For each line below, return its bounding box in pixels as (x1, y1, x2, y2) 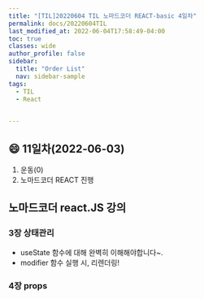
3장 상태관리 (8, 227, 54, 239)
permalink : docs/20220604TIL (8, 19, 107, 28)
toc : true (8, 34, 42, 43)
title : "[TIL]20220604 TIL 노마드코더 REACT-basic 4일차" (8, 11, 197, 20)
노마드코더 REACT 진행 (20, 175, 94, 184)
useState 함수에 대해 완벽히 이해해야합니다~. (20, 247, 163, 257)
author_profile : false (8, 50, 85, 58)
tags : (8, 80, 27, 88)
